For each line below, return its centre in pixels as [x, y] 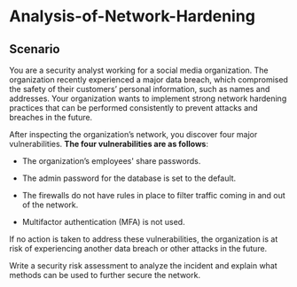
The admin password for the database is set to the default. [129, 178]
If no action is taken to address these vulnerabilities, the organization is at [144, 239]
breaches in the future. [51, 117]
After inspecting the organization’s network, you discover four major [133, 134]
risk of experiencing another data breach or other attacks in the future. [138, 248]
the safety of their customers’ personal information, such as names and [140, 89]
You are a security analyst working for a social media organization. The [139, 70]
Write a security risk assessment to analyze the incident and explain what [143, 266]
